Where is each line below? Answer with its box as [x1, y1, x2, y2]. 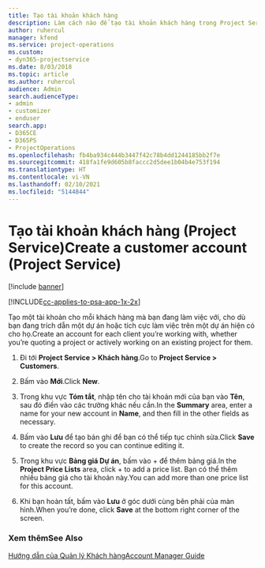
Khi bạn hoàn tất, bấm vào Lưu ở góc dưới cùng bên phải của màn [19, 496, 235, 506]
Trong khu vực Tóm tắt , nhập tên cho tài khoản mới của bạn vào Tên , [19, 392, 245, 401]
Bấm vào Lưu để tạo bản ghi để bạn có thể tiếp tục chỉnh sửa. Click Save [19, 432, 255, 442]
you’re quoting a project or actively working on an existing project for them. [8, 337, 253, 347]
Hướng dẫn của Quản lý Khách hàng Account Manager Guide [8, 551, 205, 560]
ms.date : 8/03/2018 [8, 63, 73, 71]
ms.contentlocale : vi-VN [8, 173, 90, 182]
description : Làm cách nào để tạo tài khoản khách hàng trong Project [8, 19, 245, 27]
